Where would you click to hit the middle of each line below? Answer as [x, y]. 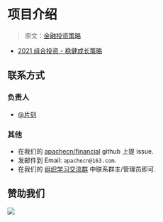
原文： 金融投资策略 [53, 36]
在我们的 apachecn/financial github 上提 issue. [85, 151]
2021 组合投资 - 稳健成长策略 [60, 51]
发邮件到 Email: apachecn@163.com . [67, 160]
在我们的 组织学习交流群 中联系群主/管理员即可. [86, 169]
